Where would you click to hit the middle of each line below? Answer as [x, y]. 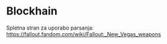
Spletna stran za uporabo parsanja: [50, 28]
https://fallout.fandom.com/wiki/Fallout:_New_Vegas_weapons [84, 34]
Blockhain [32, 11]
